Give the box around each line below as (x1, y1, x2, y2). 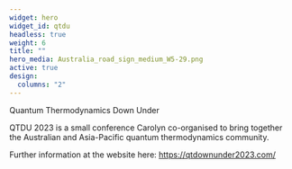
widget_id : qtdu (9, 22, 70, 31)
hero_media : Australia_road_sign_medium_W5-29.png (9, 55, 204, 64)
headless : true (9, 30, 67, 39)
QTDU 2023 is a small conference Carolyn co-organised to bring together (9, 122, 283, 133)
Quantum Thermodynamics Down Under (9, 104, 160, 115)
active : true (9, 64, 59, 73)
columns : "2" (17, 80, 67, 89)
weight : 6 (9, 38, 47, 48)
